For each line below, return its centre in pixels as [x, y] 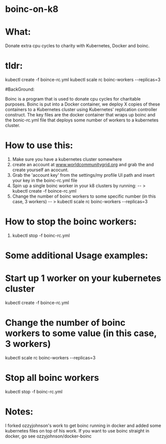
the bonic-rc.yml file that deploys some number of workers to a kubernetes [82, 120]
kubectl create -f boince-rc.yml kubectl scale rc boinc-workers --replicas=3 [83, 80]
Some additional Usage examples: [77, 256]
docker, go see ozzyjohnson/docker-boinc [48, 436]
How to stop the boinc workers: [71, 222]
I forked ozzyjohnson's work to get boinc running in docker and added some [83, 425]
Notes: [19, 412]
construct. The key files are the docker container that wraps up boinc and [80, 115]
